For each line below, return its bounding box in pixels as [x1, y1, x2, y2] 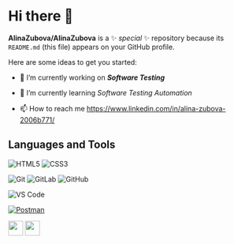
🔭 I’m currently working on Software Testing [19, 73, 165, 82]
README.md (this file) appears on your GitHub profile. [8, 42, 175, 51]
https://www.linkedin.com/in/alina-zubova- [86, 103, 226, 113]
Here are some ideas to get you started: [8, 57, 138, 66]
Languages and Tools [8, 138, 116, 152]
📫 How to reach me [19, 103, 85, 113]
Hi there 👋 [8, 7, 73, 25]
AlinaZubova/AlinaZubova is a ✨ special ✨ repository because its [8, 33, 225, 43]
